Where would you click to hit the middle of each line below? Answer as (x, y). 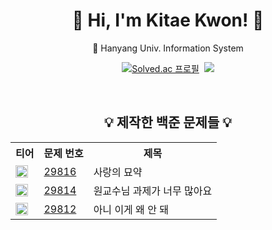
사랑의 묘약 (118, 172)
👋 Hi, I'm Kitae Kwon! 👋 (168, 20)
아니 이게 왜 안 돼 (131, 209)
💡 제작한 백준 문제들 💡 (168, 122)
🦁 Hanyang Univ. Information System (168, 48)
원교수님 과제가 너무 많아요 (153, 191)
